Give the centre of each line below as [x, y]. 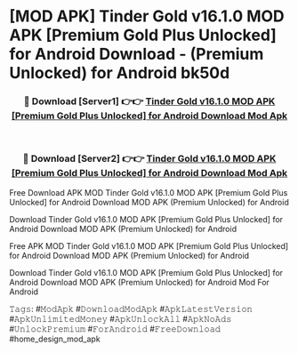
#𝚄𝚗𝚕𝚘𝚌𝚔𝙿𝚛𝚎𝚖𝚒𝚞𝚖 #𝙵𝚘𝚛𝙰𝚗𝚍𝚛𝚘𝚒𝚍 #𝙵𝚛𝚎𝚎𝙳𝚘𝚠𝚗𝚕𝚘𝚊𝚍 [115, 329]
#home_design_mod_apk [55, 339]
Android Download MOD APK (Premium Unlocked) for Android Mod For [139, 282]
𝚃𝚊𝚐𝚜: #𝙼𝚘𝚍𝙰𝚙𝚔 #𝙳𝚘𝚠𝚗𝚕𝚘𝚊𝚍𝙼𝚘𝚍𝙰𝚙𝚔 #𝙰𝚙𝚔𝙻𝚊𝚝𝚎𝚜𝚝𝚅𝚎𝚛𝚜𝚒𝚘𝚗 [131, 309]
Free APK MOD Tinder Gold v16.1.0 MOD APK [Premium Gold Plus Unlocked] [149, 245]
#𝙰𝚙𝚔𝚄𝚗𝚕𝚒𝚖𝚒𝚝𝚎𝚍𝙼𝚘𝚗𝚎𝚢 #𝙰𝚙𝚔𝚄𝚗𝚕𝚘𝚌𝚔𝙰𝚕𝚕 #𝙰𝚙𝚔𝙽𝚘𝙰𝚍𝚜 [121, 318]
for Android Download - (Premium [137, 54]
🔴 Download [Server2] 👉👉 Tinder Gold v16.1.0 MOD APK [149, 159]
